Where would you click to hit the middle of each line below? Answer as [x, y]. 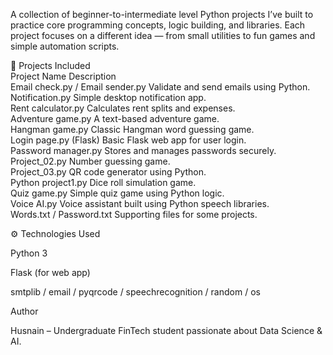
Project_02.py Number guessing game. [90, 161]
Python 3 [29, 253]
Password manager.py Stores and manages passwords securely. [143, 150]
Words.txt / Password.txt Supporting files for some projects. [134, 214]
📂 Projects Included [50, 65]
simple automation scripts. [65, 46]
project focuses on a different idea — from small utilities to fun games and [163, 35]
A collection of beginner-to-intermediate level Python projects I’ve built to [162, 14]
